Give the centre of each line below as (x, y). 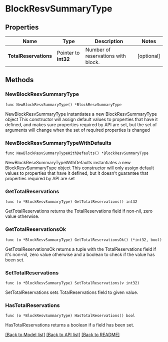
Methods (19, 80)
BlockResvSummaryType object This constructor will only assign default (79, 168)
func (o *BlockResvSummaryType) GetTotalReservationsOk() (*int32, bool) (84, 240)
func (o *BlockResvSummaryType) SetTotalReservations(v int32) (72, 283)
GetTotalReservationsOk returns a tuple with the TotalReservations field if (81, 249)
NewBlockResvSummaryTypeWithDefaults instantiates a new (68, 162)
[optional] (149, 56)
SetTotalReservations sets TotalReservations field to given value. (72, 292)
